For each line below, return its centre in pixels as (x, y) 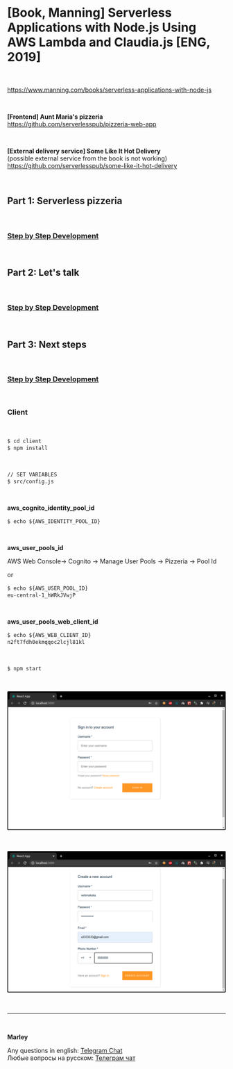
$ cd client (24, 441)
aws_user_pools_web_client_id (53, 621)
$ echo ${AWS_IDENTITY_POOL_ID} (54, 521)
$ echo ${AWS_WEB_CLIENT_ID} (49, 635)
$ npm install (28, 448)
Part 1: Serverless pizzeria (65, 201)
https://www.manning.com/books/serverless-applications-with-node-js (110, 90)
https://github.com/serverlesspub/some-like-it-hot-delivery (92, 165)
